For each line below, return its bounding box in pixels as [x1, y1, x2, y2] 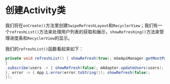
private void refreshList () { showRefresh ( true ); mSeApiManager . [5, 56, 146, 61]
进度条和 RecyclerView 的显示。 [9, 35, 72, 41]
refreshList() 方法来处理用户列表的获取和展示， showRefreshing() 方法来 [10, 28, 160, 34]
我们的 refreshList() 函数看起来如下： [5, 46, 84, 52]
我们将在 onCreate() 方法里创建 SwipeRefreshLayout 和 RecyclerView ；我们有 [5, 22, 158, 28]
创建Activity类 [5, 5, 66, 16]
